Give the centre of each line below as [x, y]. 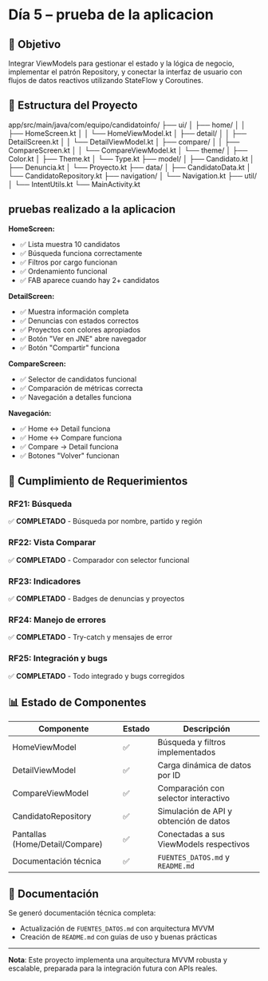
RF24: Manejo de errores [57, 620]
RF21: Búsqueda [40, 504]
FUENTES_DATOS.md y [193, 857]
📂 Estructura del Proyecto [73, 106]
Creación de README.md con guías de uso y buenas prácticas [118, 937]
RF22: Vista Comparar [52, 543]
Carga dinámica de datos [204, 765]
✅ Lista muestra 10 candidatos [70, 244]
